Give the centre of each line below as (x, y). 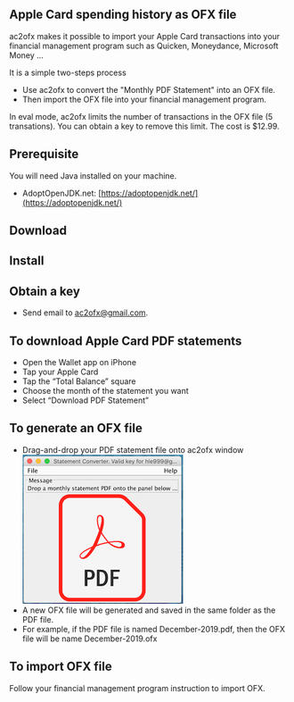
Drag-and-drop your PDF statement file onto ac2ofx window (133, 449)
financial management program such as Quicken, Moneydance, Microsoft (144, 46)
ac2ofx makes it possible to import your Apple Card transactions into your (145, 36)
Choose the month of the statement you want (105, 391)
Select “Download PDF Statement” (86, 400)
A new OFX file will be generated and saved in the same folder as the (149, 610)
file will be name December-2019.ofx (90, 639)
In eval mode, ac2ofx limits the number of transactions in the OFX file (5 (141, 116)
